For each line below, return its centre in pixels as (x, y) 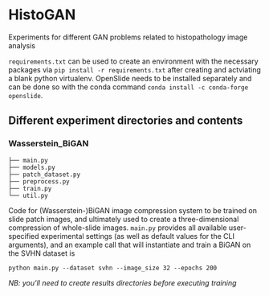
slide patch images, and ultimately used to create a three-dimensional (124, 219)
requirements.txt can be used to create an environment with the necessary (133, 61)
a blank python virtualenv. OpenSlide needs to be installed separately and (130, 78)
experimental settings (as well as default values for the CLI (138, 236)
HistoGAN (42, 15)
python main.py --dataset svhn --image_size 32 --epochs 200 (113, 268)
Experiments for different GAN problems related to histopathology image (128, 37)
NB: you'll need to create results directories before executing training (122, 282)
